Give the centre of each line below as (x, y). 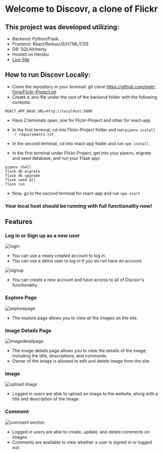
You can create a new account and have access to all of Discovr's (78, 280)
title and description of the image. (46, 399)
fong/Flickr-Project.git (34, 92)
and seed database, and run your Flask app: (56, 158)
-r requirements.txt (33, 134)
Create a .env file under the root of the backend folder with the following (84, 97)
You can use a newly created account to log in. (59, 256)
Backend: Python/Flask (35, 39)
